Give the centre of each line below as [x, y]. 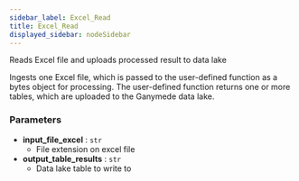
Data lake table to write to [84, 168]
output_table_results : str [72, 158]
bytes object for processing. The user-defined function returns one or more [150, 87]
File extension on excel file [85, 149]
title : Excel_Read [44, 26]
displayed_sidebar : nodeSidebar [70, 34]
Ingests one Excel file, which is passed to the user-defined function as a [144, 77]
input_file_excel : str [62, 140]
